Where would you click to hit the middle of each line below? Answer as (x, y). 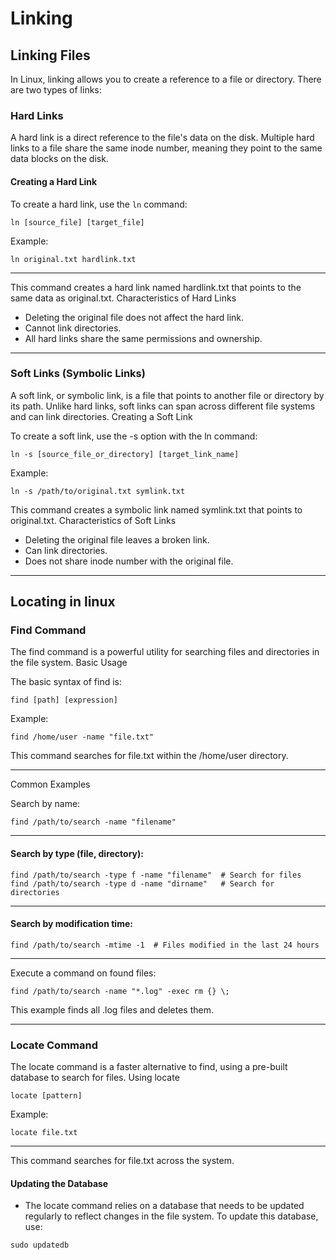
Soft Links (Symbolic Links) (78, 374)
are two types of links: (56, 90)
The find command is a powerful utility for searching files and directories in (165, 652)
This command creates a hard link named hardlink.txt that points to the (156, 287)
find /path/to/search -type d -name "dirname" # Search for (142, 883)
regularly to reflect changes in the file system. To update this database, (171, 1216)
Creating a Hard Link (54, 181)
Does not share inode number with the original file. (129, 561)
